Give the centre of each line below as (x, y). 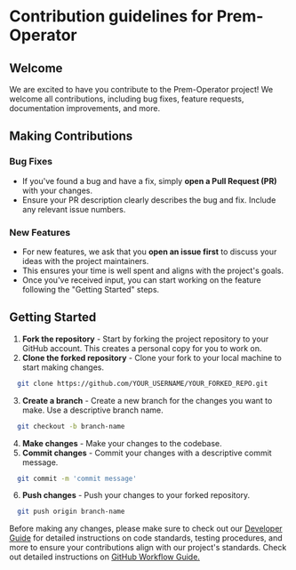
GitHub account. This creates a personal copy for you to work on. (142, 348)
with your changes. (57, 190)
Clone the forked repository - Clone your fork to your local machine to (152, 357)
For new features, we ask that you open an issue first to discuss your (149, 252)
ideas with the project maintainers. (85, 261)
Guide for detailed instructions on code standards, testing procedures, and (146, 538)
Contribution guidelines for (111, 16)
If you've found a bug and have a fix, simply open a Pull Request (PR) (149, 181)
